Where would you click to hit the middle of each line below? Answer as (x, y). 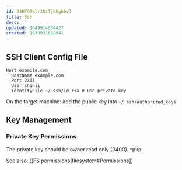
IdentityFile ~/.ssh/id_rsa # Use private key (69, 91)
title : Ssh (19, 17)
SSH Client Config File (47, 57)
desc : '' (17, 22)
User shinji (26, 85)
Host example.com (27, 70)
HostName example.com (38, 75)
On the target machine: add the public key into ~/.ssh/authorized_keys (91, 101)
